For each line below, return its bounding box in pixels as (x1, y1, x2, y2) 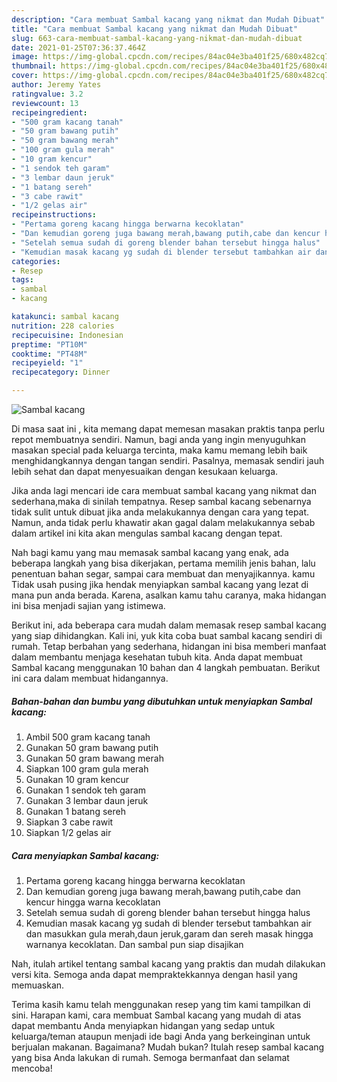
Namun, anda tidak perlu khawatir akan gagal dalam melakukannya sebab (11, 517, 316, 528)
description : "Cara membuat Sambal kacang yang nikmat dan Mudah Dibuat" (11, 14, 326, 25)
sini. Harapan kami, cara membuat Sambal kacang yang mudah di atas (11, 1009, 302, 1021)
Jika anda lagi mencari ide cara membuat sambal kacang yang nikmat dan (11, 485, 317, 496)
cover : (11, 71, 39, 81)
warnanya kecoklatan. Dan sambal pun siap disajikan (25, 938, 244, 950)
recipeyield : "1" (11, 358, 84, 368)
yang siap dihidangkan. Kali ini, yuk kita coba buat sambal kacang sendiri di (11, 630, 323, 641)
